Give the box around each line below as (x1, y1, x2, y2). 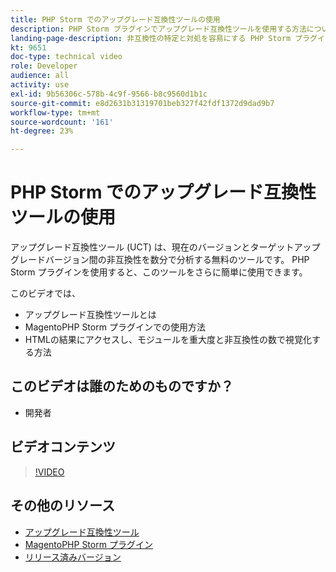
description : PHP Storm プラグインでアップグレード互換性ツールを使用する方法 (10, 24, 307, 34)
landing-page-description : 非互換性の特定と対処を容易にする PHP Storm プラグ (10, 33, 318, 43)
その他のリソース (10, 497, 115, 515)
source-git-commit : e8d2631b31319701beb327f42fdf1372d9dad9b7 (10, 98, 275, 108)
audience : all (10, 71, 70, 81)
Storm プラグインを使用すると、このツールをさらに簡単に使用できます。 (10, 266, 308, 278)
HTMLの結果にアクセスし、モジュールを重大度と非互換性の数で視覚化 (24, 334, 313, 346)
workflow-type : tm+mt (10, 107, 101, 118)
